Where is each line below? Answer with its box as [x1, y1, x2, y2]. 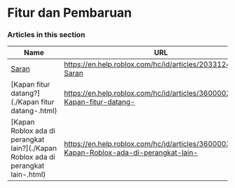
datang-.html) [10, 106, 57, 116]
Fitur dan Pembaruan [7, 5, 132, 21]
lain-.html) [10, 170, 46, 180]
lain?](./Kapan [10, 143, 57, 153]
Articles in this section [7, 30, 85, 40]
